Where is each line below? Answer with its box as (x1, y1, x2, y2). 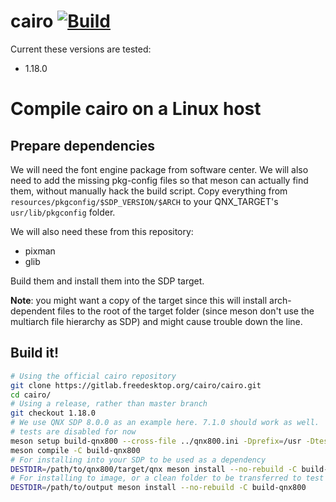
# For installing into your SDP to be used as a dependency (10, 455, 267, 465)
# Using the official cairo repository (10, 371, 177, 381)
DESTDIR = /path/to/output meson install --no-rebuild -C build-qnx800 (10, 483, 307, 493)
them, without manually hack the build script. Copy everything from (10, 185, 288, 197)
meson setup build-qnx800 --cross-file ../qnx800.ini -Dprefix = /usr (10, 436, 302, 446)
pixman (24, 245, 56, 257)
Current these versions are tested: (10, 43, 152, 55)
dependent (10, 305, 56, 317)
